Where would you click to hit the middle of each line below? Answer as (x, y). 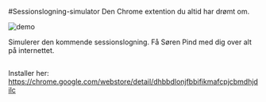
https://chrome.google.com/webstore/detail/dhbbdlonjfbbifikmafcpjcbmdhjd (133, 81)
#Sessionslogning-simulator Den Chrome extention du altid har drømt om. (129, 11)
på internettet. (31, 50)
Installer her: (29, 74)
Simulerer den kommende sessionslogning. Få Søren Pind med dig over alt (130, 42)
